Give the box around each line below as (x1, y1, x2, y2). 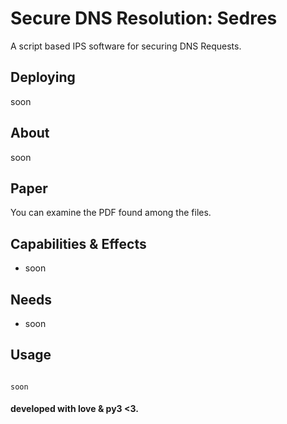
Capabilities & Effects (10, 235, 147, 252)
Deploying (10, 69, 76, 86)
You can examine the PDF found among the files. (10, 207, 212, 219)
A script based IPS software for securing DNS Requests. (10, 40, 242, 52)
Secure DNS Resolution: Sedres (10, 7, 278, 30)
